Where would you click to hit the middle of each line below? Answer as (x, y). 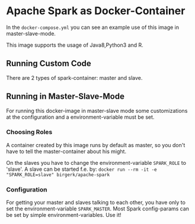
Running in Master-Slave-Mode (65, 97)
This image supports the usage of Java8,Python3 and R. (75, 45)
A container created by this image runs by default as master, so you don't (96, 145)
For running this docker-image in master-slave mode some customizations (97, 111)
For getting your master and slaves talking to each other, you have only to (96, 203)
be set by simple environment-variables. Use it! (64, 215)
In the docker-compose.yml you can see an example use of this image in (93, 27)
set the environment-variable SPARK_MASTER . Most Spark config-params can (98, 209)
